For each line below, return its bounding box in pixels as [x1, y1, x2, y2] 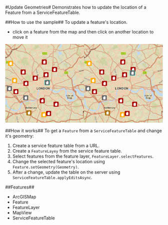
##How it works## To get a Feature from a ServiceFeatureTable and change [5, 128, 162, 134]
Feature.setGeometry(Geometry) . [12, 164, 79, 170]
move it [12, 34, 28, 40]
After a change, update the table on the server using [12, 169, 120, 175]
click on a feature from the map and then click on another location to [12, 29, 154, 34]
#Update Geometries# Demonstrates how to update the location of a [5, 4, 146, 10]
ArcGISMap [12, 194, 36, 200]
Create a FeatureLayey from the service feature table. [12, 148, 122, 154]
